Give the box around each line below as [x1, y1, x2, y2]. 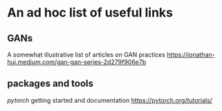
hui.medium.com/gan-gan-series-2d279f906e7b [7, 58, 147, 66]
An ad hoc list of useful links [7, 5, 174, 21]
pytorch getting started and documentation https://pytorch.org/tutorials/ [7, 96, 213, 104]
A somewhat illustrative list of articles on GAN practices [7, 50, 166, 59]
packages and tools [7, 78, 94, 90]
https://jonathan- [167, 50, 216, 59]
